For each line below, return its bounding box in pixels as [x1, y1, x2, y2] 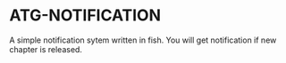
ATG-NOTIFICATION [9, 5, 162, 26]
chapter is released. [9, 43, 83, 54]
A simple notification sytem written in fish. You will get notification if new [9, 35, 277, 45]
